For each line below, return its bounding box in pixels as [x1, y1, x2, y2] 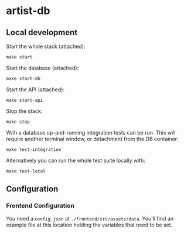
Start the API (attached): [6, 86, 64, 93]
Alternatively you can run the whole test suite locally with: [6, 157, 145, 164]
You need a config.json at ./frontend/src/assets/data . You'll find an [6, 215, 174, 222]
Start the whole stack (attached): [6, 43, 86, 50]
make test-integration [6, 147, 62, 153]
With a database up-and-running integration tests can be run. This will [6, 129, 176, 136]
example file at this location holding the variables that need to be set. [6, 221, 173, 228]
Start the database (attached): [6, 64, 79, 71]
